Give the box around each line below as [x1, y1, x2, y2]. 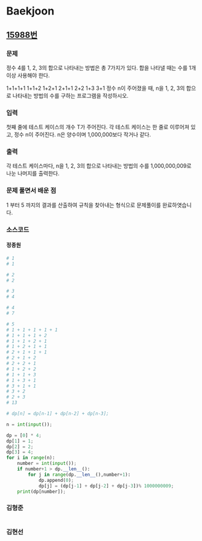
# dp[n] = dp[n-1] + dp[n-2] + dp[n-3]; [6, 411, 110, 417]
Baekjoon [6, 4, 55, 18]
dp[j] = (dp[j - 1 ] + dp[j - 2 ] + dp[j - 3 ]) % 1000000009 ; [38, 482, 174, 489]
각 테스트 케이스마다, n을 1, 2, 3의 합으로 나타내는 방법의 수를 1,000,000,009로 [6, 162, 192, 169]
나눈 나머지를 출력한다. [6, 170, 60, 177]
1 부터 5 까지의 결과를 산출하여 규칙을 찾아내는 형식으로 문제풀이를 [6, 201, 162, 209]
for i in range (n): [6, 455, 55, 461]
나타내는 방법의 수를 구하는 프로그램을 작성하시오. [12, 92, 128, 99]
